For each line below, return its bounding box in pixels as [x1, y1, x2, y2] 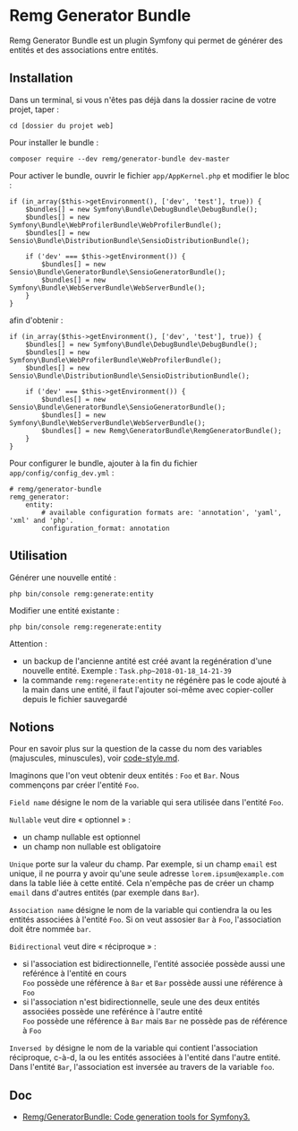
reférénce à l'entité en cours [21, 968, 127, 979]
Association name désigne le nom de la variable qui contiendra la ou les [9, 905, 273, 916]
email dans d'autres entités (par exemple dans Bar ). [9, 887, 200, 898]
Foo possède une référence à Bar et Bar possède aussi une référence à [21, 978, 284, 988]
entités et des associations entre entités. [9, 44, 158, 55]
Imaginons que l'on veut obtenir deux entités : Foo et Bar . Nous [9, 770, 240, 781]
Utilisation [9, 548, 68, 563]
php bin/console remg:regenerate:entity [9, 622, 163, 631]
